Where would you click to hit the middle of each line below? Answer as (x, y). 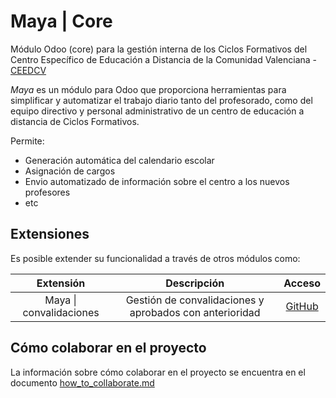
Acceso (302, 283)
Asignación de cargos (70, 171)
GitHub (302, 306)
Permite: (27, 141)
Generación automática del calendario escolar (119, 160)
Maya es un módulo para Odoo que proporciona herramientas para (148, 89)
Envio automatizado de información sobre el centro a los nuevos (157, 181)
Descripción (195, 283)
